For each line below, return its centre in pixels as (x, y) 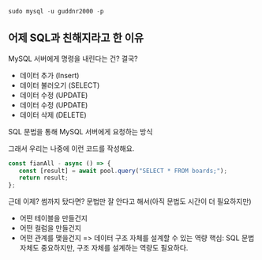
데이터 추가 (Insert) (49, 75)
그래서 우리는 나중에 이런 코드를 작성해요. (71, 148)
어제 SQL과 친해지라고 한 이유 (76, 38)
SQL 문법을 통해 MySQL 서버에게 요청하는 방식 (80, 131)
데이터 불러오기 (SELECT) (60, 85)
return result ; (43, 178)
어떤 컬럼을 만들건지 (50, 228)
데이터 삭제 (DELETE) (53, 115)
